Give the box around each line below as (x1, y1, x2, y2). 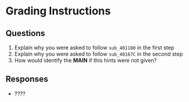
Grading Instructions (5, 4, 111, 18)
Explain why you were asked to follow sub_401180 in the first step (14, 44, 175, 51)
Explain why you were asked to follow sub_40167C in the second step (14, 50, 184, 58)
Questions (5, 28, 46, 38)
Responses (5, 74, 49, 85)
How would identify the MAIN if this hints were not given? (14, 57, 157, 64)
